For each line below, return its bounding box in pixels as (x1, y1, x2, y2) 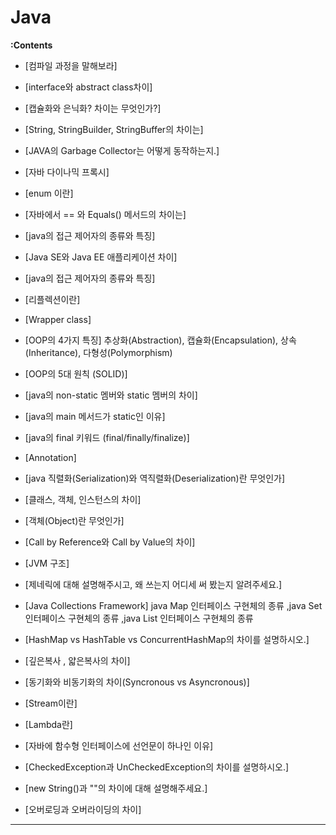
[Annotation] (24, 451, 77, 463)
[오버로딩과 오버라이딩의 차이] (24, 803, 142, 815)
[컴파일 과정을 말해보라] (24, 59, 118, 71)
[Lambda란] (24, 718, 73, 730)
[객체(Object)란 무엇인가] (24, 514, 125, 526)
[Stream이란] (24, 697, 78, 709)
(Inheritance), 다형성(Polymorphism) (24, 346, 173, 358)
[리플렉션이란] (24, 293, 81, 305)
